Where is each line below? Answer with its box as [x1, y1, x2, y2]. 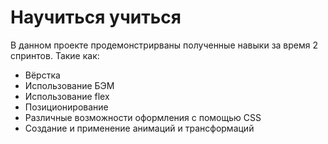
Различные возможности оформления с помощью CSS [24, 111, 262, 123]
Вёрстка [24, 69, 61, 81]
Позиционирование [24, 101, 109, 113]
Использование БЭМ [24, 79, 115, 91]
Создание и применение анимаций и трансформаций [24, 122, 255, 134]
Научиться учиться [10, 6, 182, 29]
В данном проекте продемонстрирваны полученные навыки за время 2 [10, 39, 319, 51]
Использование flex [24, 90, 110, 102]
